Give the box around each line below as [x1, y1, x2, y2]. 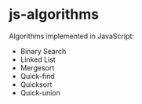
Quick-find [20, 71, 56, 81]
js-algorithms [9, 5, 100, 23]
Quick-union [20, 88, 61, 97]
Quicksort [20, 80, 53, 89]
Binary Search [20, 46, 67, 56]
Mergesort [20, 63, 55, 72]
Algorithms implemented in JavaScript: [9, 31, 134, 41]
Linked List [20, 55, 56, 64]
